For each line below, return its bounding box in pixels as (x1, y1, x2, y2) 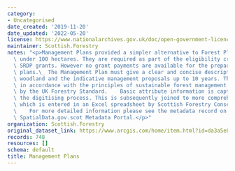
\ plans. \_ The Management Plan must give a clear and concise (13, 68, 201, 75)
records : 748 (7, 133, 45, 140)
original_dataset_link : (7, 127, 77, 134)
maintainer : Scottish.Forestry (7, 43, 99, 50)
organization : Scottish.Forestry (7, 120, 105, 128)
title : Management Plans (7, 153, 80, 161)
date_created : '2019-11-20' (7, 23, 90, 30)
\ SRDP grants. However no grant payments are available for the (13, 62, 208, 69)
